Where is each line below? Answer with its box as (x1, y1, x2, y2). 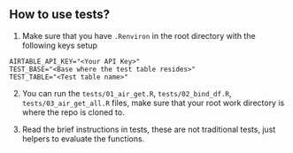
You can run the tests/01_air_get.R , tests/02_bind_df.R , (21, 88, 232, 98)
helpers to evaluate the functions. (21, 133, 145, 144)
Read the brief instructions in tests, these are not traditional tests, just (21, 124, 276, 134)
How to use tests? (9, 7, 111, 22)
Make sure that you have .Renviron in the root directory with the (21, 30, 256, 41)
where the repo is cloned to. (21, 106, 126, 118)
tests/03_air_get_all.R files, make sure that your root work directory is (21, 97, 285, 108)
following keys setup (21, 40, 97, 50)
